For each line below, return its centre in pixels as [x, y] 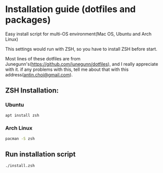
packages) [28, 20]
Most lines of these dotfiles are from [43, 58]
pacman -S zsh [20, 139]
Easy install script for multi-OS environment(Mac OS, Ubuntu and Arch [78, 34]
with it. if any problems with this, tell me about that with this [67, 69]
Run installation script [40, 154]
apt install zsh [22, 115]
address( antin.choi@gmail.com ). [39, 74]
